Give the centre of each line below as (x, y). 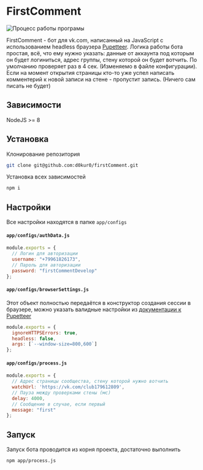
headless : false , (34, 339)
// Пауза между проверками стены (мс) (62, 393)
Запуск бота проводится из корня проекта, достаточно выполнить (94, 450)
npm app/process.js (31, 461)
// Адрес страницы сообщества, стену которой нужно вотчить (90, 382)
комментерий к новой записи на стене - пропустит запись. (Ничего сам (101, 79)
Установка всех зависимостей (46, 177)
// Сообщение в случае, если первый (59, 404)
